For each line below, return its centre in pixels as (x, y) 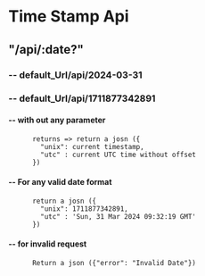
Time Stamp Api (69, 17)
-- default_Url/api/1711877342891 (82, 98)
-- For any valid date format (60, 182)
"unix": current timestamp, (92, 146)
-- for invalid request (48, 244)
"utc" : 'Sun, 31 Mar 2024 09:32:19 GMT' (119, 216)
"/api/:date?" (46, 50)
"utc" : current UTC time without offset (119, 155)
